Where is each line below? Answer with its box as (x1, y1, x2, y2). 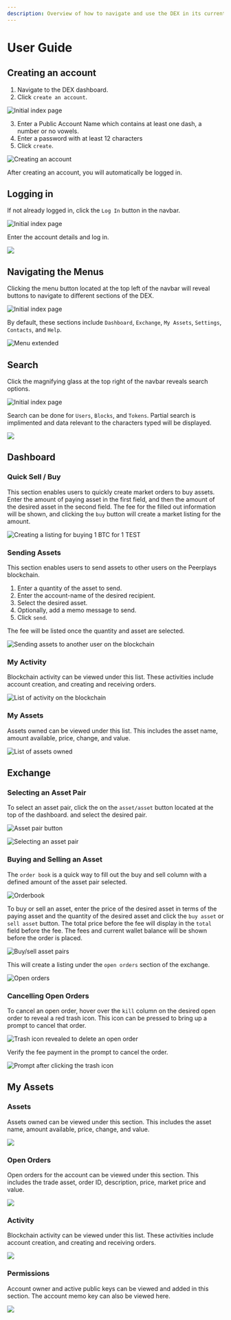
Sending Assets (7, 547, 61, 557)
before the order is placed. (7, 933, 82, 942)
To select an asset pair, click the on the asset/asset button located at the (7, 804, 214, 812)
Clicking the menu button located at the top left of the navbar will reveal (7, 284, 210, 293)
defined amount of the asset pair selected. (7, 877, 128, 886)
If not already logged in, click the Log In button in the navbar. (7, 206, 181, 214)
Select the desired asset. (16, 599, 88, 607)
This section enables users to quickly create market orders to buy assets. (7, 487, 215, 496)
